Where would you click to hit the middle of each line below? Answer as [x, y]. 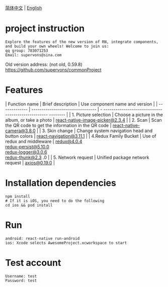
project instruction [45, 28]
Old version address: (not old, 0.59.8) [44, 64]
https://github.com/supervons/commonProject [53, 69]
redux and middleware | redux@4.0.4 [44, 141]
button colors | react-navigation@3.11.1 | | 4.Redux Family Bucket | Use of [81, 136]
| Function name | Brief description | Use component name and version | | [81, 104]
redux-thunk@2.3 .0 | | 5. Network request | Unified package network [77, 157]
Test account [33, 263]
